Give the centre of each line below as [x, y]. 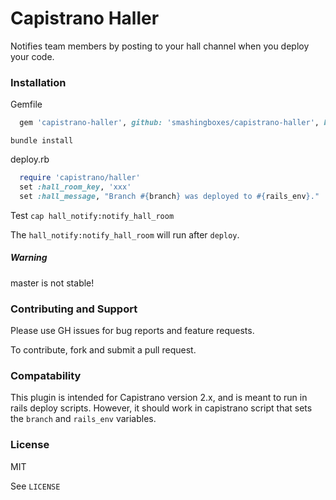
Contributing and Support [74, 309]
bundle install [42, 141]
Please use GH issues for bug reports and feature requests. [132, 330]
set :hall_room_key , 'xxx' [75, 187]
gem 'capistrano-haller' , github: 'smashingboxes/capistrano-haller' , [169, 123]
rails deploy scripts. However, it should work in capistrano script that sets [161, 408]
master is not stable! [52, 283]
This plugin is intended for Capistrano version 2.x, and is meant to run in [159, 398]
